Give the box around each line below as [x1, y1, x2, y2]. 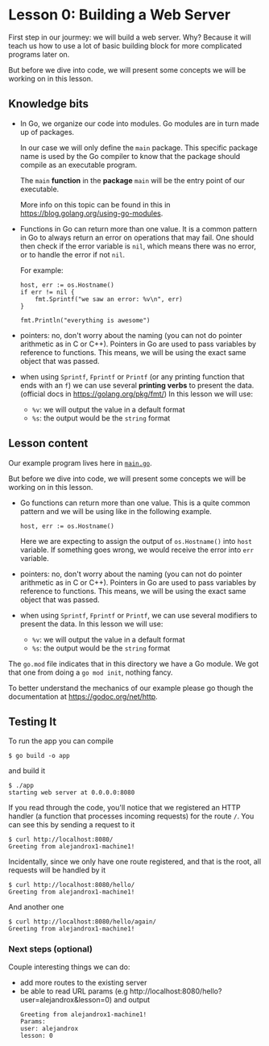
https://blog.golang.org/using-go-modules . [19, 208, 163, 218]
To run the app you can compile [8, 736, 114, 746]
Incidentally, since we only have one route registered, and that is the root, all [8, 857, 262, 867]
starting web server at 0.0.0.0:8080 [8, 789, 135, 797]
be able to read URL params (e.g [19, 986, 129, 996]
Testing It [8, 714, 57, 728]
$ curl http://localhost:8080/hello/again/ [8, 918, 157, 926]
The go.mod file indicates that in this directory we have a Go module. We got [8, 659, 259, 668]
